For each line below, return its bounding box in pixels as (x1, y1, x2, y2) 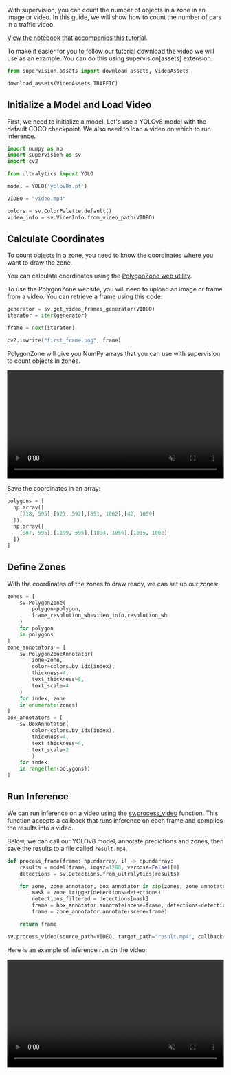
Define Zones (7, 562, 67, 573)
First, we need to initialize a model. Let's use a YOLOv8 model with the (7, 117, 207, 126)
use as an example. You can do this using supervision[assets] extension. (7, 54, 213, 63)
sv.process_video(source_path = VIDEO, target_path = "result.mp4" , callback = (7, 933, 226, 940)
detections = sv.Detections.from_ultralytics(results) (19, 870, 180, 877)
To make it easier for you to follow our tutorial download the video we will (7, 47, 214, 55)
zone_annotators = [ (7, 644, 67, 651)
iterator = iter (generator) (7, 312, 88, 319)
